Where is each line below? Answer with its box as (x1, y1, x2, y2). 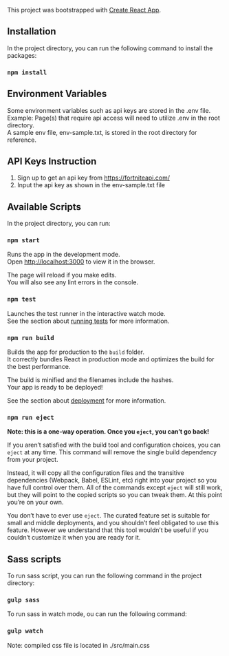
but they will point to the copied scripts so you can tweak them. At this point (7, 491, 222, 499)
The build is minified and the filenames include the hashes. (7, 376, 174, 384)
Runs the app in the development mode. (7, 251, 120, 259)
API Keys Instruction (7, 155, 97, 167)
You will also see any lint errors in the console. (7, 278, 139, 286)
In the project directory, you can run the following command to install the (7, 44, 213, 52)
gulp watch (7, 627, 43, 635)
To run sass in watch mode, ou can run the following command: (7, 610, 187, 618)
